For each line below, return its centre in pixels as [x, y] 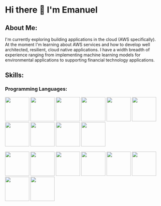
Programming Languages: [36, 89]
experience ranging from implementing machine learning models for [73, 55]
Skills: [15, 75]
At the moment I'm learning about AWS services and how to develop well [78, 45]
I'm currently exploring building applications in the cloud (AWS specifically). [80, 39]
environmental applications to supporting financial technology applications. [80, 60]
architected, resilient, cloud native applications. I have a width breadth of [77, 50]
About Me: [21, 28]
